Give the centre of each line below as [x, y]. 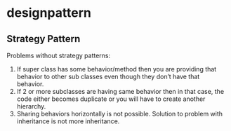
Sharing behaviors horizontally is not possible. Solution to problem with [119, 114]
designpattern [49, 13]
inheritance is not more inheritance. [68, 121]
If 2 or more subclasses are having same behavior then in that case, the [120, 91]
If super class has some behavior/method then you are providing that [117, 69]
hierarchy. [31, 106]
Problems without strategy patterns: [59, 55]
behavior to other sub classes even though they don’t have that [108, 76]
